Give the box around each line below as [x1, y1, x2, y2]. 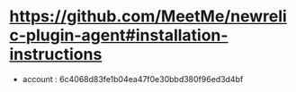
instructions [9, 45, 103, 64]
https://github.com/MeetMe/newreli [9, 6, 288, 27]
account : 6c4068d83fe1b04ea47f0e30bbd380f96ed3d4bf [22, 73, 244, 84]
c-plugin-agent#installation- [9, 25, 229, 46]
